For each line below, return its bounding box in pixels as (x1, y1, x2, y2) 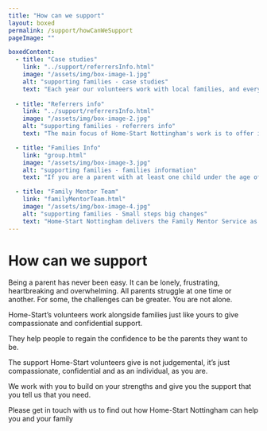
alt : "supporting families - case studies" (22, 77, 169, 86)
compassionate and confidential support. (8, 319, 143, 328)
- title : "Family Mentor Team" (15, 188, 119, 196)
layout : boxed (8, 19, 56, 27)
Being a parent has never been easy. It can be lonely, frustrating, (8, 278, 220, 287)
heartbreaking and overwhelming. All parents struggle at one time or (8, 286, 232, 296)
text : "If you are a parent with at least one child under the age (22, 173, 250, 181)
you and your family (8, 414, 74, 424)
